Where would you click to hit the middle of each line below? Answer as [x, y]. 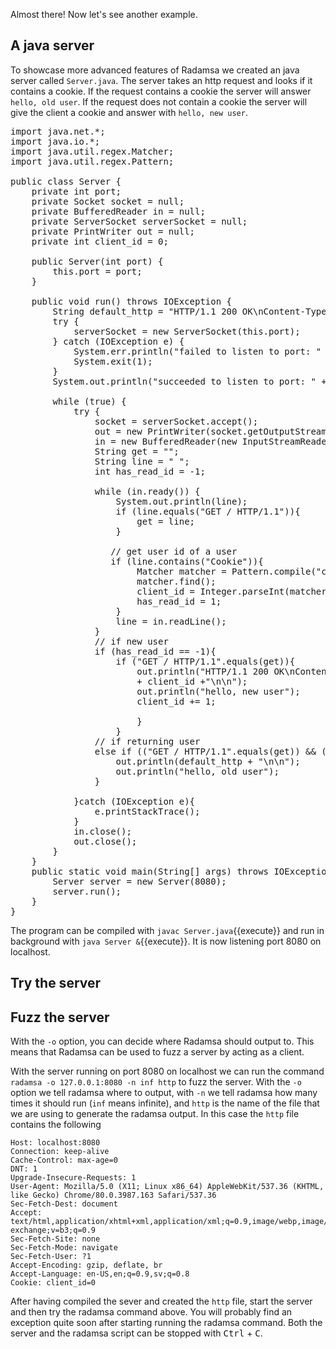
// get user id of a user [174, 551]
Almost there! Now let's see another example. [104, 14]
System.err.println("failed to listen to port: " [197, 351]
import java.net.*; [58, 131]
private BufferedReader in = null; [118, 211]
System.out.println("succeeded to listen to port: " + [189, 381]
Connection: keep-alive [60, 1152]
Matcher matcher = [181, 571]
